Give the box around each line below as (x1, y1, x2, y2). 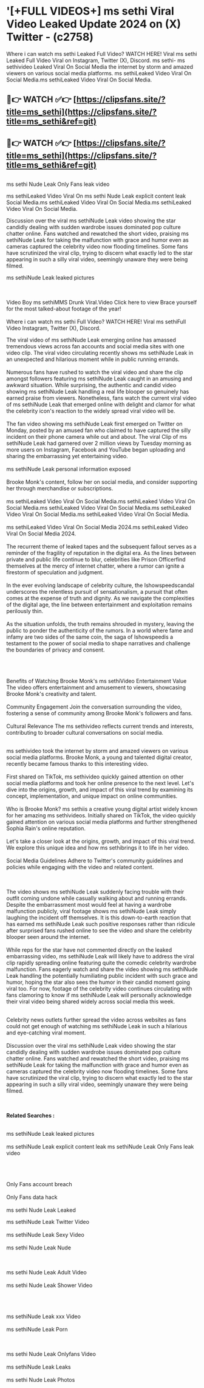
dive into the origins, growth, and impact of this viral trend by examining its (6, 786, 193, 794)
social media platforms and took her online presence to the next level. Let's (6, 780, 194, 787)
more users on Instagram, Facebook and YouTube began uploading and (6, 446, 186, 453)
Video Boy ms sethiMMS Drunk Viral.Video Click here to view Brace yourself (6, 299, 197, 306)
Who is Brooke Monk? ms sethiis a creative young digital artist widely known (6, 805, 198, 813)
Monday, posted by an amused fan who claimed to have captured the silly (6, 427, 191, 434)
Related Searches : (6, 1112, 55, 1119)
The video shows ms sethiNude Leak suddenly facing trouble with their (6, 888, 185, 896)
